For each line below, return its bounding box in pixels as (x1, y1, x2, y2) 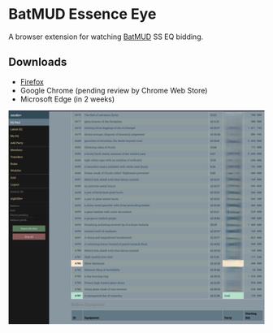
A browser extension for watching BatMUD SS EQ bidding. (8, 32, 204, 41)
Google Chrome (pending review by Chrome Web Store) (19, 85, 208, 95)
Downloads (8, 55, 67, 69)
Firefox (19, 76, 45, 86)
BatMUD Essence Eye (8, 5, 157, 24)
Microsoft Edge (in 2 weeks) (19, 94, 115, 104)
